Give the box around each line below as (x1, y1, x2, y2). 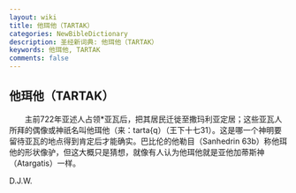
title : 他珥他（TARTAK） (9, 21, 95, 30)
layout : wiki (9, 12, 57, 22)
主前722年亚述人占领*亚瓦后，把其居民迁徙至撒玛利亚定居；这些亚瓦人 (24, 114, 283, 124)
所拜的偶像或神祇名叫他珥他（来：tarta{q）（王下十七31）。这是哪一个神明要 (9, 124, 283, 135)
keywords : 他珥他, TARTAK (9, 46, 101, 55)
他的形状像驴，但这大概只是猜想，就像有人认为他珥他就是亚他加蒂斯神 (9, 146, 265, 157)
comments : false (9, 54, 69, 63)
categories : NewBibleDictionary (9, 29, 128, 38)
